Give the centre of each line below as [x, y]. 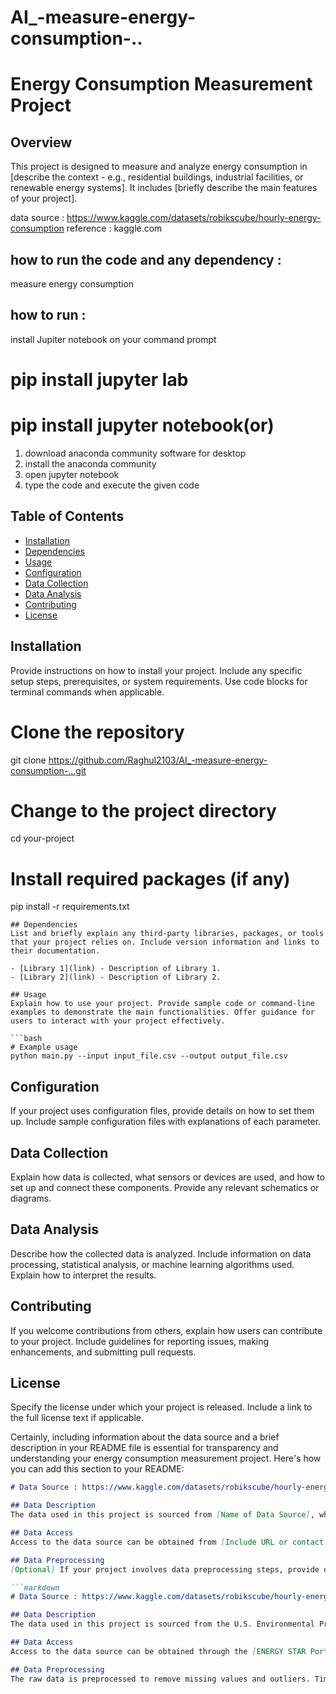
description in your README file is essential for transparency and [144, 1448]
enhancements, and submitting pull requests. [103, 1352]
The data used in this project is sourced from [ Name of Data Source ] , [162, 1515]
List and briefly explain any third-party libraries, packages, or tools [167, 934]
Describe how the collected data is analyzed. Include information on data [161, 1253]
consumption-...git [48, 770]
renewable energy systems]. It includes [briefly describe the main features [164, 188]
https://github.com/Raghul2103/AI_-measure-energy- [158, 760]
